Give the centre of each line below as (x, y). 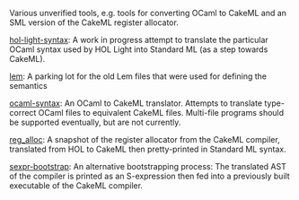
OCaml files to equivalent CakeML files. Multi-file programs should (161, 113)
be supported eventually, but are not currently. (95, 122)
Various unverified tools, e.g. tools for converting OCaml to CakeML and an (148, 13)
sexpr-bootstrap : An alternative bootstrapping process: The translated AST (148, 166)
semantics (28, 86)
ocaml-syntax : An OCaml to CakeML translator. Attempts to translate (136, 103)
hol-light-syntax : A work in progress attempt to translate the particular (139, 40)
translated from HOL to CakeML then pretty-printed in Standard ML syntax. (148, 149)
